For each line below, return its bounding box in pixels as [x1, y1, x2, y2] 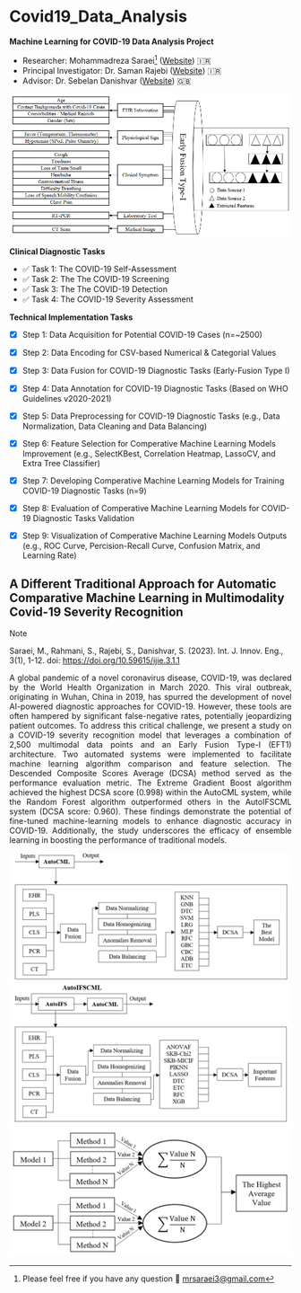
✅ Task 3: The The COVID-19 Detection [21, 283, 168, 294]
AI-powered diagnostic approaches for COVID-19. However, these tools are [9, 701, 292, 712]
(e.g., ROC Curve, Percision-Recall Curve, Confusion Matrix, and [21, 541, 261, 552]
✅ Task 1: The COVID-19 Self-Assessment [21, 263, 177, 274]
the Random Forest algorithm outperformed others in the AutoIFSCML [9, 796, 292, 807]
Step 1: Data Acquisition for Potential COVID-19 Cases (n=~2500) [21, 329, 262, 340]
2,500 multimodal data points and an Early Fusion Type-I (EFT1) [9, 739, 292, 749]
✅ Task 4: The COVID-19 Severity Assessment [21, 294, 194, 305]
